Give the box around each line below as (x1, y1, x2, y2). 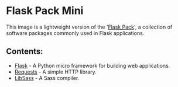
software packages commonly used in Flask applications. (6, 29, 145, 36)
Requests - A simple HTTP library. (14, 68, 97, 75)
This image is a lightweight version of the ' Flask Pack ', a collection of (6, 23, 173, 30)
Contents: (6, 47, 43, 57)
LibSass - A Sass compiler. (14, 74, 80, 81)
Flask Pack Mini (6, 4, 84, 18)
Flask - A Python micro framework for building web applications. (14, 62, 170, 69)
